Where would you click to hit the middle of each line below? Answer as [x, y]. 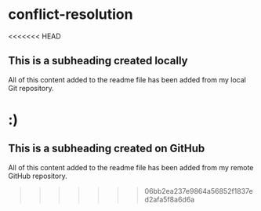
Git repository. [31, 88]
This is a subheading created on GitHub [107, 149]
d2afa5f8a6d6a [170, 199]
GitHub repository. [38, 176]
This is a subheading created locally [98, 61]
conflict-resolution [71, 15]
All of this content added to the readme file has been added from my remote [131, 167]
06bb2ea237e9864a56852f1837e [199, 191]
